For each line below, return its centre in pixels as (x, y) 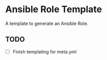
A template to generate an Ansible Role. (47, 23)
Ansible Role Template (54, 9)
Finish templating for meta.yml (45, 51)
